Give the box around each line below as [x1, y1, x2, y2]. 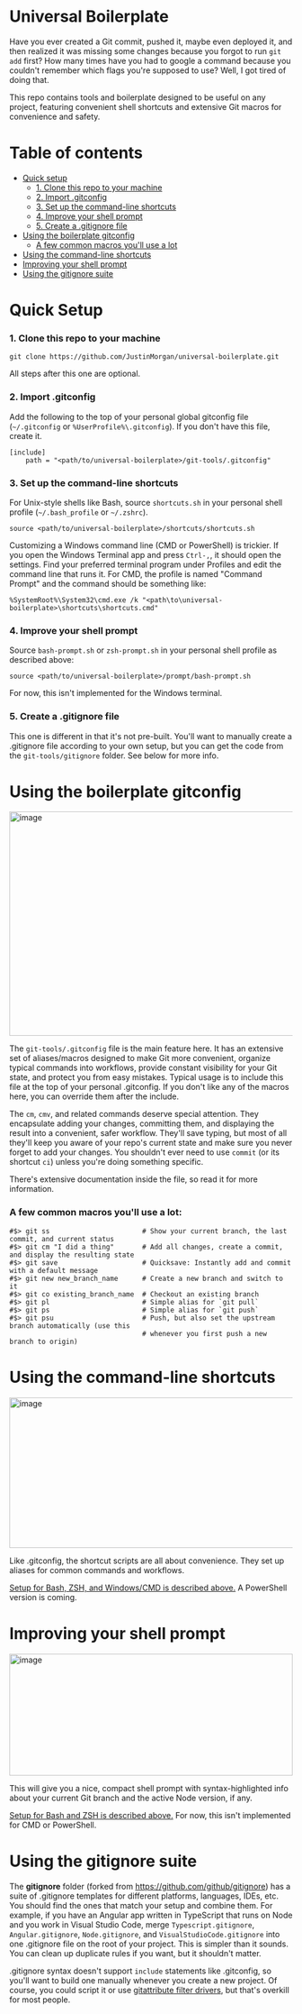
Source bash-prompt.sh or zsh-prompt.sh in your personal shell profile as [9, 645, 277, 655]
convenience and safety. [9, 111, 101, 122]
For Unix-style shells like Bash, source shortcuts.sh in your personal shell [9, 497, 283, 508]
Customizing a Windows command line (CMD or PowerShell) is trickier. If [9, 539, 279, 551]
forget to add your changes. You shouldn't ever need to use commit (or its [9, 1147, 280, 1158]
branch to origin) [9, 1337, 78, 1346]
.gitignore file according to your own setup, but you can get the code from [9, 740, 284, 751]
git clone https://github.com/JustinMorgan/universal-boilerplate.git [9, 352, 280, 362]
